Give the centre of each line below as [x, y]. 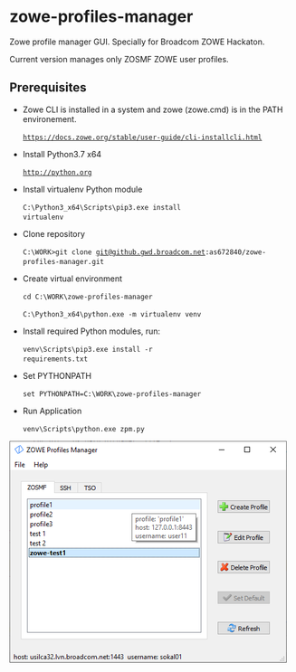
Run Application [52, 411]
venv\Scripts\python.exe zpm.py [83, 429]
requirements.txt [55, 359]
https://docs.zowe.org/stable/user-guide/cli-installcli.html [142, 137]
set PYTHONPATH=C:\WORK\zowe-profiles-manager [112, 394]
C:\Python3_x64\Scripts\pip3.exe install [101, 207]
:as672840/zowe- [236, 252]
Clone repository [54, 233]
